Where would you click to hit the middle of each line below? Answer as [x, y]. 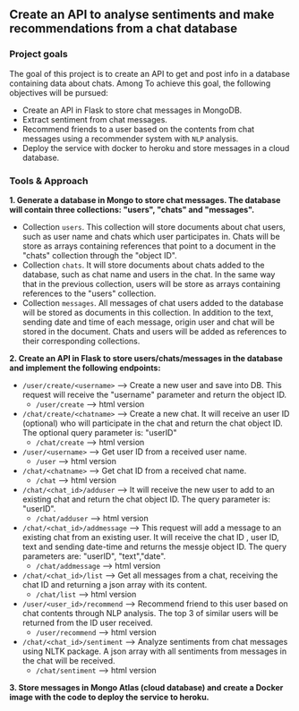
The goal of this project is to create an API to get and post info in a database [150, 73]
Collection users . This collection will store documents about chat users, [154, 226]
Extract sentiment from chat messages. [95, 119]
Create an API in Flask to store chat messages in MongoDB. [132, 110]
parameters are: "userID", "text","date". [94, 556]
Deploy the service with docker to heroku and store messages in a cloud [156, 148]
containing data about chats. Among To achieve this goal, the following [140, 83]
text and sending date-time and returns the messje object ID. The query [154, 546]
